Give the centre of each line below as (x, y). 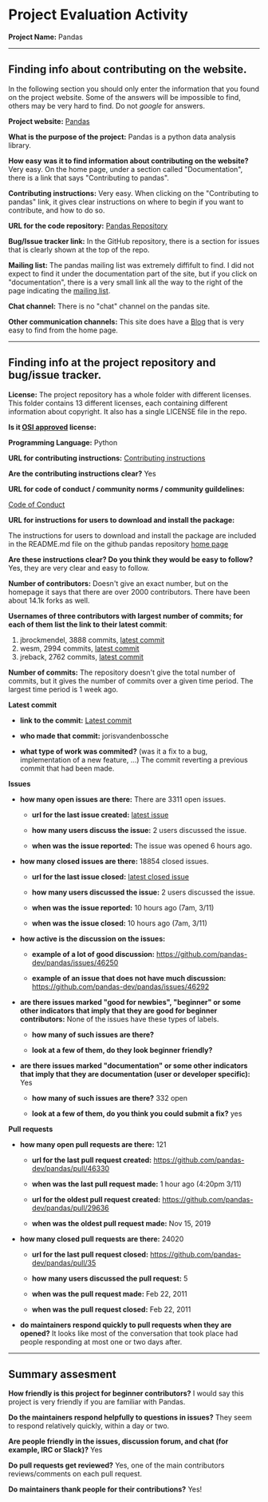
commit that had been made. (67, 768)
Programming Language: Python (63, 442)
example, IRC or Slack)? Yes (55, 1450)
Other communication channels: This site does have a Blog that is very (126, 321)
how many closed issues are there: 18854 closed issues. (114, 861)
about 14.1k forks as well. (49, 600)
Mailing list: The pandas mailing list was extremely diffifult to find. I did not (131, 265)
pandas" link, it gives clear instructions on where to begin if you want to (126, 201)
